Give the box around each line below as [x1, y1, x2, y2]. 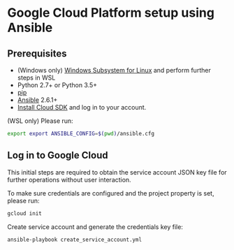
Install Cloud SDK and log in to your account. [17, 103, 147, 111]
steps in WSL [17, 73, 56, 82]
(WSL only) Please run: [7, 117, 73, 125]
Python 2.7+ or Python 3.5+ [17, 81, 98, 89]
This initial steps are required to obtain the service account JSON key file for [7, 168, 227, 176]
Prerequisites [7, 47, 67, 59]
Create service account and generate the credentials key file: [7, 222, 184, 231]
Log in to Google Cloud [7, 149, 108, 161]
